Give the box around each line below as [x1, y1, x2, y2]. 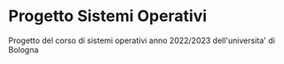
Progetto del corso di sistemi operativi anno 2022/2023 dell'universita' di [8, 35, 276, 46]
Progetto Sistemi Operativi [8, 6, 208, 26]
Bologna [8, 44, 39, 54]
